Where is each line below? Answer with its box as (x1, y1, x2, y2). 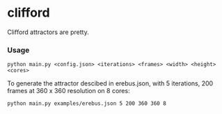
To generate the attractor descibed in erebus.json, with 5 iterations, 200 (7, 79, 214, 88)
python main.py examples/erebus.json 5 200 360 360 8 (7, 100, 167, 107)
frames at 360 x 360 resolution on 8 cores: (7, 87, 130, 95)
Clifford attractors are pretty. (7, 28, 89, 36)
